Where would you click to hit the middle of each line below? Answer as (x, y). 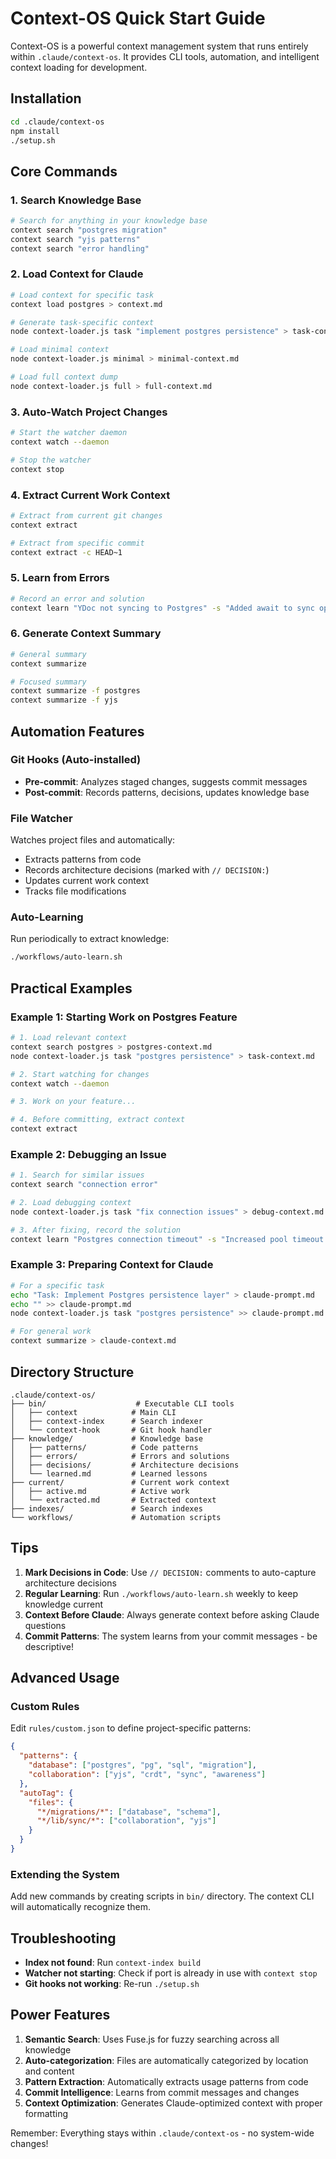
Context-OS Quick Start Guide (138, 18)
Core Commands (64, 171)
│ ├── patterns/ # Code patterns (104, 1447)
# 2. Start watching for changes (80, 1074)
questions (45, 1625)
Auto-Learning (47, 917)
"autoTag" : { (46, 1793)
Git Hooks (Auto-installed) (76, 760)
